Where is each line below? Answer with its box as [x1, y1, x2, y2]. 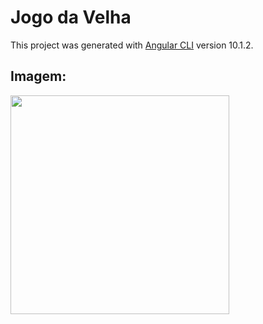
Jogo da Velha [10, 6, 132, 29]
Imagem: [10, 68, 67, 85]
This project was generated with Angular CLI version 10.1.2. [10, 39, 254, 51]
